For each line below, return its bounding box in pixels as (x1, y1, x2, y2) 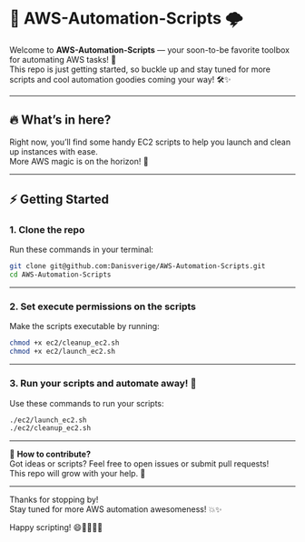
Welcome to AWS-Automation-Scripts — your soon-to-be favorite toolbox (9, 44, 290, 55)
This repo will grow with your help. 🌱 (9, 468, 146, 479)
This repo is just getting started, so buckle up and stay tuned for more (9, 64, 271, 75)
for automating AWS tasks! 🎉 (9, 54, 116, 65)
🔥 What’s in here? (9, 112, 112, 128)
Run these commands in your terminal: (9, 244, 154, 256)
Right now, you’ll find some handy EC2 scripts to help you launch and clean (9, 136, 291, 147)
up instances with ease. (9, 146, 98, 156)
